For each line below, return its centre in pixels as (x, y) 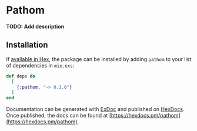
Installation (27, 45)
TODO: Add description (35, 26)
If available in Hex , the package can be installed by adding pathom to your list (99, 59)
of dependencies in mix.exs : (40, 65)
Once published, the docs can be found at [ (59, 116)
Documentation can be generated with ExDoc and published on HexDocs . (95, 109)
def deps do (21, 76)
